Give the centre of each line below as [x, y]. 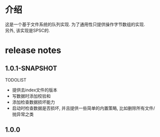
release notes [33, 50]
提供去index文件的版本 [35, 90]
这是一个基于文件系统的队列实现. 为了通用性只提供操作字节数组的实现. [75, 24]
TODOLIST [16, 80]
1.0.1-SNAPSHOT [31, 68]
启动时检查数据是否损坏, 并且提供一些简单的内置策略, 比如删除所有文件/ [83, 108]
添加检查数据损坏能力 [33, 102]
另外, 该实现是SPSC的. [27, 30]
